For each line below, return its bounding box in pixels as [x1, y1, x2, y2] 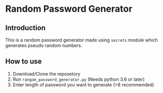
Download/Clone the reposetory [12, 71, 81, 77]
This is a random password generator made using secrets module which [5, 37, 158, 43]
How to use [5, 57, 42, 66]
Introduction [5, 24, 46, 32]
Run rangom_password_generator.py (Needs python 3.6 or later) [12, 76, 145, 82]
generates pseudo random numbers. [5, 42, 83, 49]
